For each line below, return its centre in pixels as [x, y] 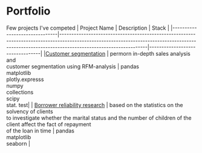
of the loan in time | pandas [40, 131]
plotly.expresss [25, 79]
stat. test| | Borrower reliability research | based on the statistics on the [95, 105]
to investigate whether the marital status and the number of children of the [99, 118]
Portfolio [28, 11]
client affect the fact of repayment [49, 124]
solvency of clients [30, 111]
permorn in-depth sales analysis [150, 53]
